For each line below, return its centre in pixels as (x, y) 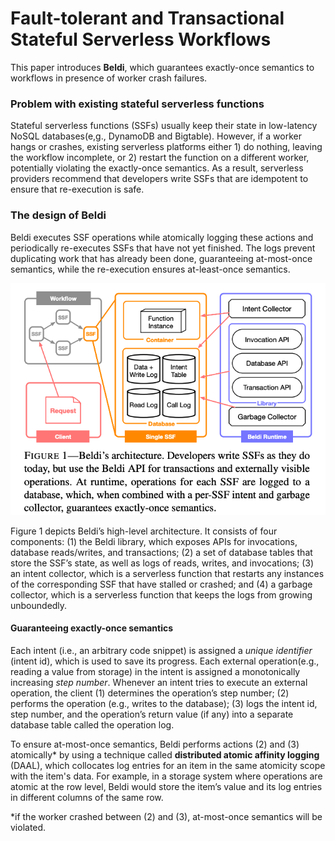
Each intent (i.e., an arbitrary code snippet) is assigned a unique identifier (161, 650)
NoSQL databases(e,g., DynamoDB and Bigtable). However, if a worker (156, 136)
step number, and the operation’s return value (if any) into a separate (152, 714)
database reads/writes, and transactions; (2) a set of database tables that (161, 552)
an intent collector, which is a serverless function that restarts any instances (167, 573)
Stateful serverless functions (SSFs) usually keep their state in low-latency (164, 126)
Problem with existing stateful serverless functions (137, 104)
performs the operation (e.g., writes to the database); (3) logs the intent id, (164, 703)
